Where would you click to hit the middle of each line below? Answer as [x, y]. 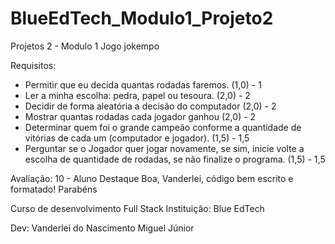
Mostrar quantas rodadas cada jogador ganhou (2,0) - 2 [140, 116]
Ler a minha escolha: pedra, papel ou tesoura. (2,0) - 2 [137, 95]
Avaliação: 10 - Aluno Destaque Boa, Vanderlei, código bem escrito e [152, 178]
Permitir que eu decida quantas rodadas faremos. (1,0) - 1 [143, 84]
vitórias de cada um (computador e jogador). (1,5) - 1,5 [137, 138]
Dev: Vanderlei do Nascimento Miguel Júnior [102, 228]
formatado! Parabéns [54, 189]
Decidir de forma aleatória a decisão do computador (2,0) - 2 [150, 106]
